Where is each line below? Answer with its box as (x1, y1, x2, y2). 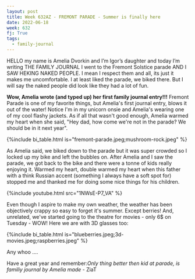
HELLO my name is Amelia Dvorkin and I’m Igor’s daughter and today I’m (6, 57, 180, 64)
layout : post (6, 8, 38, 15)
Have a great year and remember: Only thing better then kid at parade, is (6, 260, 180, 267)
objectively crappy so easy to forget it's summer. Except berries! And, (6, 207, 174, 214)
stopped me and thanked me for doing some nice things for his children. (6, 178, 180, 185)
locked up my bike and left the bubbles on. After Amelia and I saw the (6, 153, 173, 160)
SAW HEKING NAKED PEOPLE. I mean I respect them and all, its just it (6, 70, 174, 77)
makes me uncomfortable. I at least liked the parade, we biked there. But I (6, 75, 183, 82)
